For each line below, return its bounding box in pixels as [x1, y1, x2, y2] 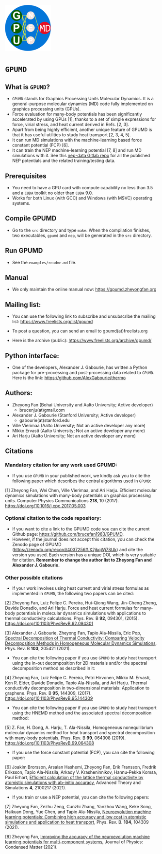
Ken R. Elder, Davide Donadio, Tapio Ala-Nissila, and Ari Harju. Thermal [5, 680, 147, 686]
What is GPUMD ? [5, 83, 50, 91]
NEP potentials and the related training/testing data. [12, 158, 115, 164]
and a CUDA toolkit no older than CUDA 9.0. [12, 190, 93, 196]
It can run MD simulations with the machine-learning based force [12, 137, 142, 143]
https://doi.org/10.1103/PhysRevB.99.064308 [5, 740, 95, 746]
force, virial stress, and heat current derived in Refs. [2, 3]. [12, 122, 130, 127]
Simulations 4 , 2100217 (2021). [5, 785, 66, 791]
